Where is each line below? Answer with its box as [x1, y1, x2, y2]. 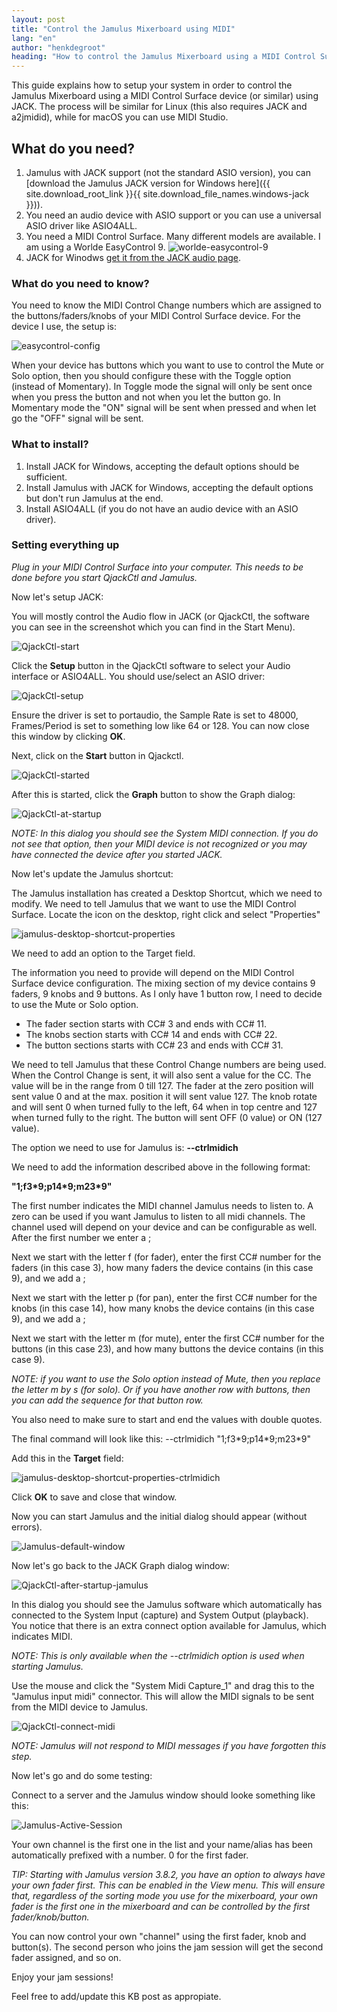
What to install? [11, 437, 89, 451]
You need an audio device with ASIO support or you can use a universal [25, 209, 322, 221]
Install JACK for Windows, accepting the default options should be [25, 460, 300, 472]
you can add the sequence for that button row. [11, 1394, 204, 1406]
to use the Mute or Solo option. [11, 998, 139, 1010]
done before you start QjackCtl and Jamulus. [11, 571, 198, 583]
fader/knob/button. [11, 1911, 90, 1923]
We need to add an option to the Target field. [11, 947, 196, 959]
